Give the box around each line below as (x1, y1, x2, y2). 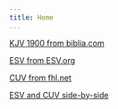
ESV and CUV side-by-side (9, 89, 109, 100)
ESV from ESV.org (9, 54, 76, 65)
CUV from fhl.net (9, 72, 72, 83)
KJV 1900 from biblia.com (9, 38, 105, 48)
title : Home (9, 13, 54, 22)
